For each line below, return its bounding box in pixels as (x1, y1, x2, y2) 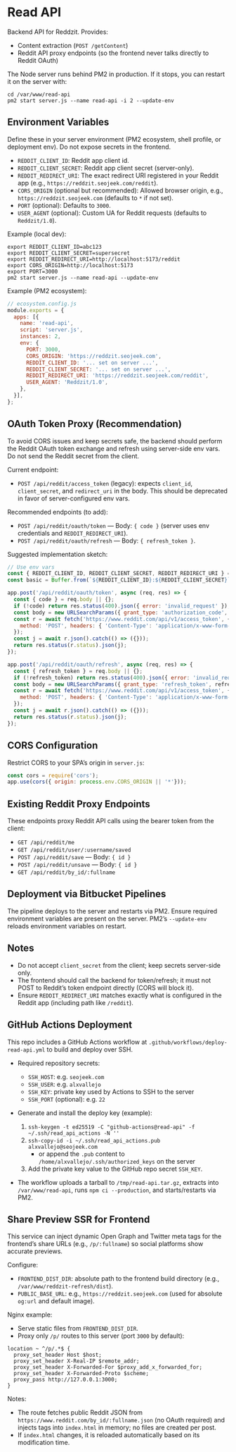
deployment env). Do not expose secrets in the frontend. (7, 142, 171, 151)
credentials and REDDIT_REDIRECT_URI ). (17, 529, 129, 537)
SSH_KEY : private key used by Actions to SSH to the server (27, 1087, 195, 1096)
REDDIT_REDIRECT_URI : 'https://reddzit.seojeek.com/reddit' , (25, 372, 209, 379)
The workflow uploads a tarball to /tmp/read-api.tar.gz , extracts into (17, 1178, 219, 1186)
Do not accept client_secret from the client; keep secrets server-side (17, 961, 221, 969)
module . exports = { (7, 307, 65, 314)
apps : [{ (13, 313, 39, 321)
